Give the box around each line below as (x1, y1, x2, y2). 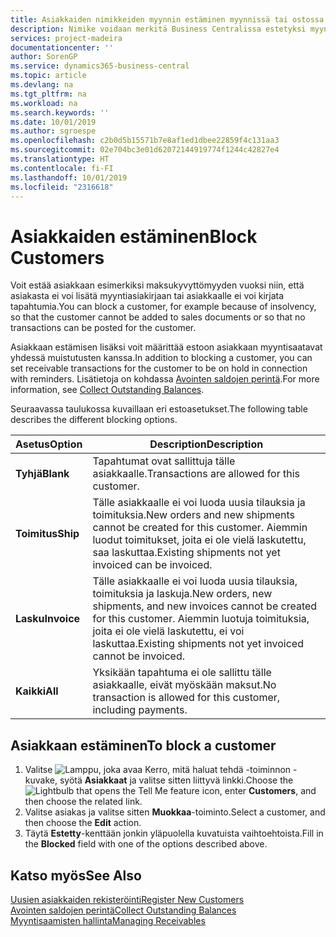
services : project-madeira (10, 33, 123, 43)
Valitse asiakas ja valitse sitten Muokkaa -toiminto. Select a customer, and (24, 806, 326, 818)
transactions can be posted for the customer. (10, 322, 197, 334)
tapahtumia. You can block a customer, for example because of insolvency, (10, 301, 317, 313)
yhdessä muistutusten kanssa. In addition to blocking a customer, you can (10, 352, 313, 364)
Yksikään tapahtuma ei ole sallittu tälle (92, 666, 272, 680)
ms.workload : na (10, 98, 78, 108)
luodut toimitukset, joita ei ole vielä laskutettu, (92, 533, 307, 547)
